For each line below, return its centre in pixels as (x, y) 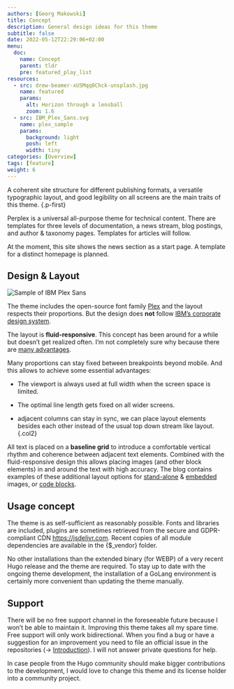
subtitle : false (31, 33)
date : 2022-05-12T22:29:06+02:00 (56, 40)
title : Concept (29, 20)
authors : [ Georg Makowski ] (46, 14)
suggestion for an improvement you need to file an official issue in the (108, 642)
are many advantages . (39, 350)
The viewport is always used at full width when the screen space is (114, 384)
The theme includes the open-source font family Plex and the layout (105, 306)
